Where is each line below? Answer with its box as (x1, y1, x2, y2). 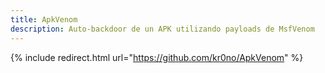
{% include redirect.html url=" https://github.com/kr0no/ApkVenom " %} (10, 51, 304, 63)
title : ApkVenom (10, 14, 78, 25)
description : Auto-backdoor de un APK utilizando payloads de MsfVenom (10, 24, 315, 34)
